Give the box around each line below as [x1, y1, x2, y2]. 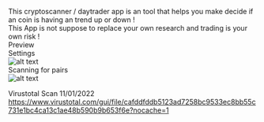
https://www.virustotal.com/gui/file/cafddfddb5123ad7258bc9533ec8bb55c [8, 98, 256, 106]
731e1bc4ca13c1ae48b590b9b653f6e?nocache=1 [8, 105, 169, 115]
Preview [8, 40, 35, 50]
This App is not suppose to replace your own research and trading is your [8, 24, 247, 32]
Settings [8, 49, 36, 57]
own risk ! [8, 31, 40, 41]
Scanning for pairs [8, 65, 69, 74]
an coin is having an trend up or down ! [8, 15, 136, 24]
